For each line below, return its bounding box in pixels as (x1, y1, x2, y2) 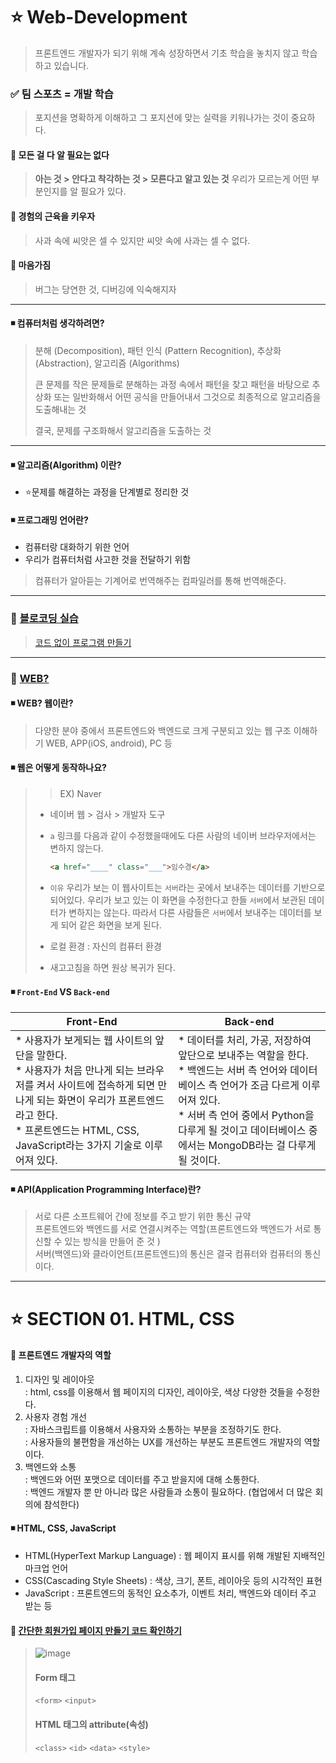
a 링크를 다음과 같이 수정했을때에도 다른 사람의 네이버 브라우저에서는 (49, 830, 317, 842)
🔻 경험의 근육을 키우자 (10, 210, 96, 223)
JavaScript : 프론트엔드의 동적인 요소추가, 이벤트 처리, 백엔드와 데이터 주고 (24, 1587, 317, 1599)
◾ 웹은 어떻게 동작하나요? (10, 762, 107, 774)
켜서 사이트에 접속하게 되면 (36, 1079, 156, 1093)
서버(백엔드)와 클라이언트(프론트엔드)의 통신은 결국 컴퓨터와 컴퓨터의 (34, 1248, 303, 1260)
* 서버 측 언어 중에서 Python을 (178, 1109, 315, 1123)
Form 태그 (34, 1671, 76, 1683)
